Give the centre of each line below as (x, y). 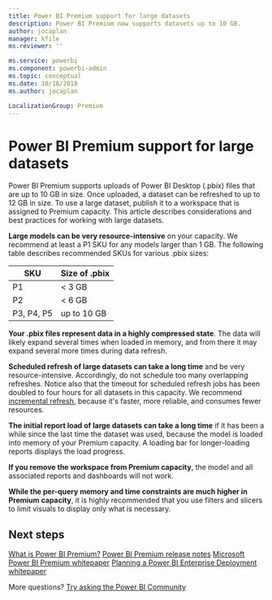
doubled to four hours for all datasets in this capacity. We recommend (125, 393)
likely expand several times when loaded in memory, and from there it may (133, 342)
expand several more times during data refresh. (88, 351)
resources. (26, 410)
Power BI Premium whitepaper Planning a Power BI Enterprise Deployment (133, 563)
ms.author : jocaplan (43, 91)
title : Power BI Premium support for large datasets (99, 16)
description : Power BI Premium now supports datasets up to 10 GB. (125, 24)
